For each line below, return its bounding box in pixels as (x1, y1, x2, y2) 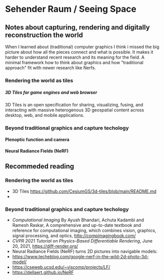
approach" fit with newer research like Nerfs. (5, 65, 96, 70)
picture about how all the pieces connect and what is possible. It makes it (5, 49, 154, 55)
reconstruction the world (5, 31, 83, 39)
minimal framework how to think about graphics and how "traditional (5, 60, 144, 65)
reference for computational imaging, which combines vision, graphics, (12, 227, 156, 233)
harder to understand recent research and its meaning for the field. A (5, 54, 145, 60)
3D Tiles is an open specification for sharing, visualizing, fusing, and (5, 102, 143, 107)
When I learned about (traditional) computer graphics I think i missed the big (5, 44, 160, 50)
